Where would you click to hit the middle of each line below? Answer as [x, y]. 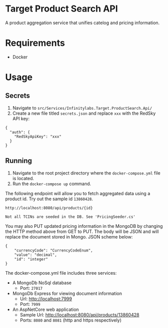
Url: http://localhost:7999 [46, 299]
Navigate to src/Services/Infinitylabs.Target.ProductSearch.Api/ [82, 108]
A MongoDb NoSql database [42, 283]
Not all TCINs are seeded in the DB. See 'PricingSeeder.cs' [70, 217]
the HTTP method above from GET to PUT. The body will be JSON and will [82, 231]
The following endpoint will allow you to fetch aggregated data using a [78, 193]
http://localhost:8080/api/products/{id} [49, 208]
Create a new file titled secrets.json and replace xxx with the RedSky [84, 113]
